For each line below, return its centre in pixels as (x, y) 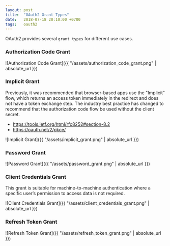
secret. (13, 114)
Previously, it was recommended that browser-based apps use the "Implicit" (85, 93)
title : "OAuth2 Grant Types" (37, 15)
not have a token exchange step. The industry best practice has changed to (84, 103)
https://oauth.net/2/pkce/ (39, 129)
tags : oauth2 (21, 24)
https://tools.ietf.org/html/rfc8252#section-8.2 (61, 124)
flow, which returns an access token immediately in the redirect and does (82, 98)
